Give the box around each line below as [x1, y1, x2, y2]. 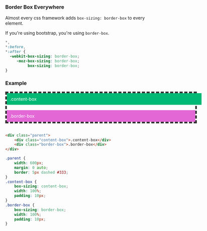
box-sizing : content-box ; [14, 184, 69, 189]
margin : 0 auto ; [14, 165, 49, 170]
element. [5, 20, 24, 26]
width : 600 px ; [14, 161, 44, 166]
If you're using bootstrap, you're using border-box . [5, 30, 110, 36]
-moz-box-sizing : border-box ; [16, 58, 80, 63]
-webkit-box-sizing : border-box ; [10, 54, 80, 59]
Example [5, 80, 27, 87]
